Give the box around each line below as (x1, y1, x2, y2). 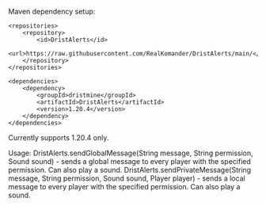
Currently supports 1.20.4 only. (8, 133, 109, 142)
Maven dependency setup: (8, 7, 96, 16)
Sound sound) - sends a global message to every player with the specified (8, 157, 252, 166)
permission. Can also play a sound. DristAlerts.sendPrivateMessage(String (8, 166, 252, 174)
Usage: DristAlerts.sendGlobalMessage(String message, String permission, (8, 148, 253, 158)
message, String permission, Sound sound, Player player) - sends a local (8, 174, 245, 183)
